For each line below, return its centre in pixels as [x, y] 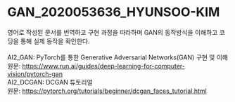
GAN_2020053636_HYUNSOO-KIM [114, 12]
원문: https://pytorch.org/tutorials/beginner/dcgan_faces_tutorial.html [107, 91]
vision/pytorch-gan [35, 73]
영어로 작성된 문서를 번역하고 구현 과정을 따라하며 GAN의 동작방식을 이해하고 [113, 32]
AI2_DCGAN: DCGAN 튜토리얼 [50, 82]
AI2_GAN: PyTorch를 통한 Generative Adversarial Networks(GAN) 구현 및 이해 [118, 57]
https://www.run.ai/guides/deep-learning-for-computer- [103, 66]
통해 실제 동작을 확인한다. [55, 41]
